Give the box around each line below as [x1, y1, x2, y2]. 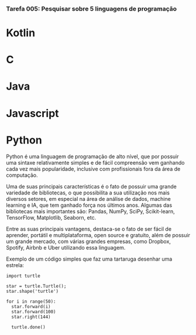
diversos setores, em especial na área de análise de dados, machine [6, 195, 171, 202]
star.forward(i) [11, 303, 51, 309]
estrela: [6, 261, 25, 268]
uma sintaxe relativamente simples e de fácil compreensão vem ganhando [6, 159, 185, 166]
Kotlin [6, 26, 36, 40]
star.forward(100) [11, 309, 57, 315]
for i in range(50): [6, 298, 57, 305]
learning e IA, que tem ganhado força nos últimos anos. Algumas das [6, 201, 173, 208]
